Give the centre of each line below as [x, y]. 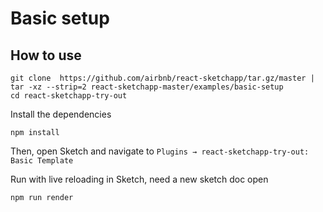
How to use [46, 55]
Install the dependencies [61, 114]
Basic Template [42, 161]
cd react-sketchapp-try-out [69, 96]
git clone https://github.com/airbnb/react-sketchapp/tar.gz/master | [162, 78]
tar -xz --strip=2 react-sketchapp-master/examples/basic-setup [147, 87]
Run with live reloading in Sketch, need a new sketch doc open [139, 179]
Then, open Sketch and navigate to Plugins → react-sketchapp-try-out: [160, 151]
